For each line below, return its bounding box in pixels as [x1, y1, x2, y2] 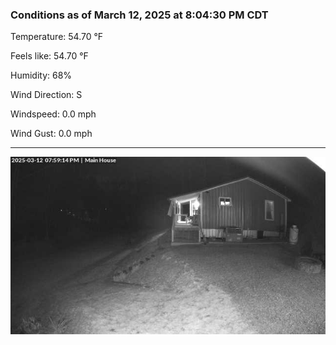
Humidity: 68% [10, 69, 73, 82]
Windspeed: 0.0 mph [10, 108, 97, 120]
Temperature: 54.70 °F [10, 31, 104, 43]
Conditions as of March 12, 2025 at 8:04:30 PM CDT [10, 8, 269, 22]
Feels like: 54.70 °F [10, 50, 89, 62]
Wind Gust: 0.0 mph [10, 128, 93, 140]
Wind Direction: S [10, 89, 83, 101]
